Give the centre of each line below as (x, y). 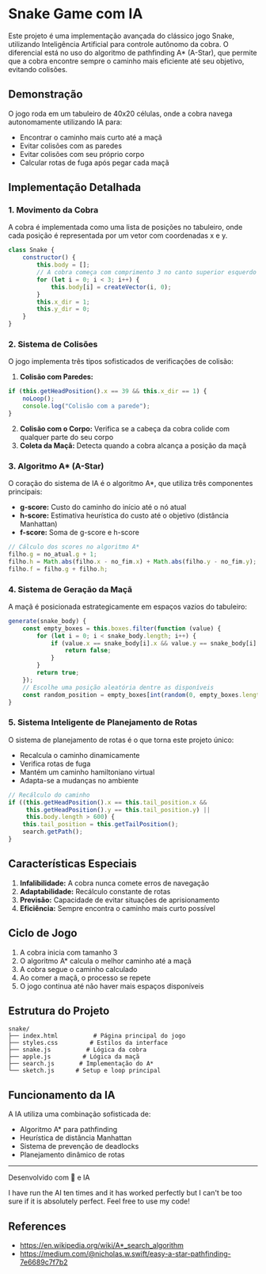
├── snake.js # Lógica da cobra (78, 1050)
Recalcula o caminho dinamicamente (80, 755)
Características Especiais (72, 864)
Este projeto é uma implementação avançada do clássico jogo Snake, (122, 36)
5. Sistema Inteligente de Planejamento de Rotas (103, 722)
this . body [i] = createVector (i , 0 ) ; (111, 287)
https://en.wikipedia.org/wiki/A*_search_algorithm (101, 1245)
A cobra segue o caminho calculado (78, 969)
